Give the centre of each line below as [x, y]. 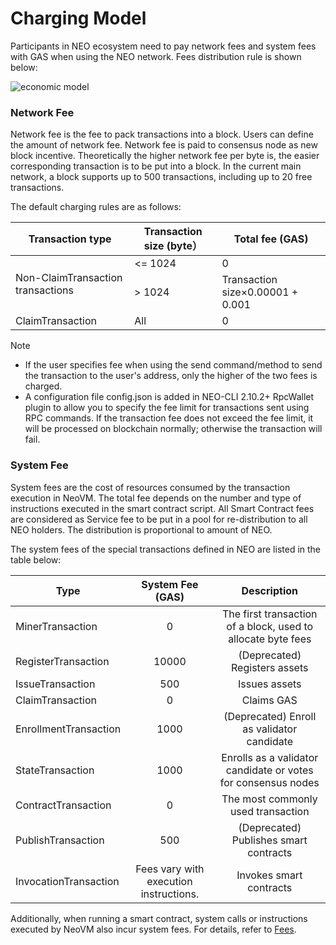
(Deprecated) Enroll [270, 716]
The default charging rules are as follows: [96, 207]
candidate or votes [269, 770]
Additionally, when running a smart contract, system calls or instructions [159, 918]
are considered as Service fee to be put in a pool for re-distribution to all [159, 519]
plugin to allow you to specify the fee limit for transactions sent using [167, 408]
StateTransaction [55, 770]
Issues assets [270, 684]
